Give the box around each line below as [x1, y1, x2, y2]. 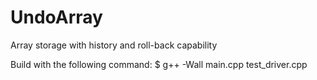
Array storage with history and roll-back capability [10, 39, 218, 51]
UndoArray [10, 6, 103, 29]
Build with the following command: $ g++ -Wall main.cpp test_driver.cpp [10, 58, 308, 70]
